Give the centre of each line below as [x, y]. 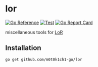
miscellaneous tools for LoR [34, 32]
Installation [23, 48]
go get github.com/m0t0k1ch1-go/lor [44, 59]
